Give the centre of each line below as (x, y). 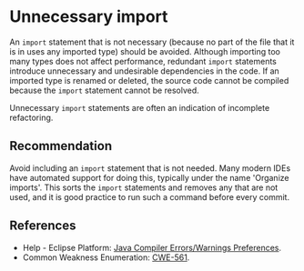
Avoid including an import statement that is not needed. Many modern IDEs (150, 168)
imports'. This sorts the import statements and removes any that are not (144, 187)
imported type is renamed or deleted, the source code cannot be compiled (149, 80)
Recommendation (61, 146)
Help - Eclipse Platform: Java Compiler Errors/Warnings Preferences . (152, 247)
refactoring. (31, 117)
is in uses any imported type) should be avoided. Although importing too (145, 51)
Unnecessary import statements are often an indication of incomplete (140, 107)
